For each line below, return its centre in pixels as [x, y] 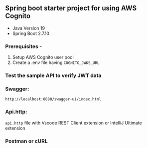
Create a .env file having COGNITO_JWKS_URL [56, 62]
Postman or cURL [27, 141]
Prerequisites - [24, 46]
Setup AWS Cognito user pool [43, 57]
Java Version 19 [29, 28]
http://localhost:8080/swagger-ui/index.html [53, 99]
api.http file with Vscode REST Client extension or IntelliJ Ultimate [73, 122]
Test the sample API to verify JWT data [53, 75]
